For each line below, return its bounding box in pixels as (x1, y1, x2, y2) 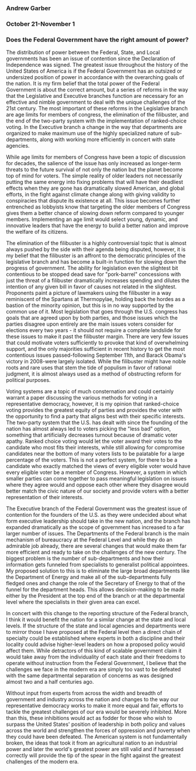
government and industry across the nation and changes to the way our (6, 696, 179, 703)
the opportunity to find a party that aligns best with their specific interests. (6, 413, 185, 420)
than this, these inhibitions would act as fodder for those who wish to (6, 715, 173, 722)
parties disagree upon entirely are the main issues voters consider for (6, 320, 174, 327)
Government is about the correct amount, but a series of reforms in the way (6, 86, 188, 93)
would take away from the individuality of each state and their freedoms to (6, 653, 185, 660)
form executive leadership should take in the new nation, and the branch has (6, 517, 191, 525)
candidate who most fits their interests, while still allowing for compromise (6, 444, 185, 451)
